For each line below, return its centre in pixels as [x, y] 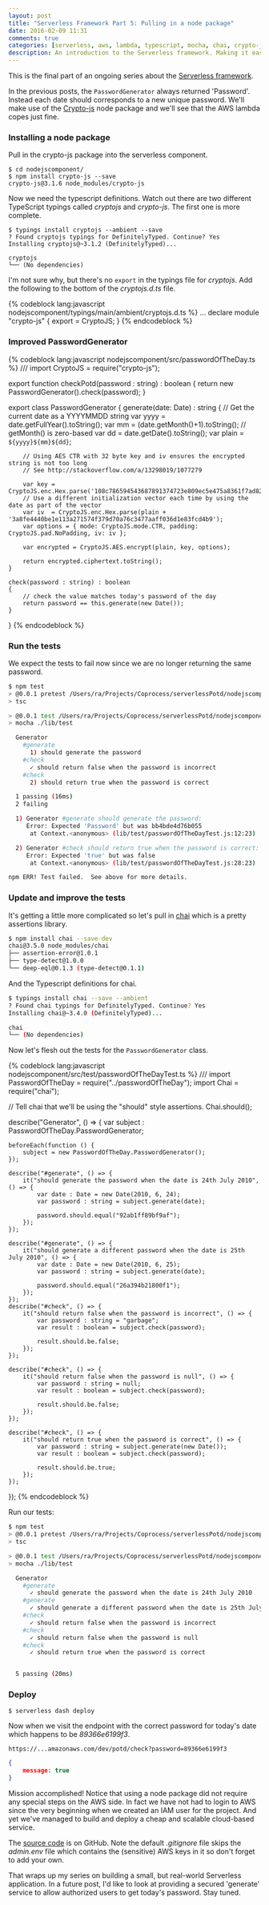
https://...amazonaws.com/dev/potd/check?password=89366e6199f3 [118, 1749]
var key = [39, 484]
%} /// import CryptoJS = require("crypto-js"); [84, 368]
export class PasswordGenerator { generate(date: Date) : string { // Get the [131, 407]
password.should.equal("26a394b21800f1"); [109, 1286]
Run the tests [35, 645]
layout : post [30, 16]
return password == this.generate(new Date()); [103, 603]
